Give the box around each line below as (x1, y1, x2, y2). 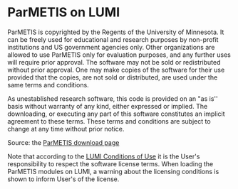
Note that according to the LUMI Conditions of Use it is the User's (7, 152, 200, 161)
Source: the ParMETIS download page (7, 138, 120, 146)
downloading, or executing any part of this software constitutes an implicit (7, 109, 225, 118)
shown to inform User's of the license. (7, 175, 120, 183)
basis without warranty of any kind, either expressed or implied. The (7, 102, 208, 110)
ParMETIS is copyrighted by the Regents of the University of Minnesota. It (7, 28, 224, 36)
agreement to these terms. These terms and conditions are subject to (7, 117, 212, 125)
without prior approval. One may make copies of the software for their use (7, 65, 225, 74)
